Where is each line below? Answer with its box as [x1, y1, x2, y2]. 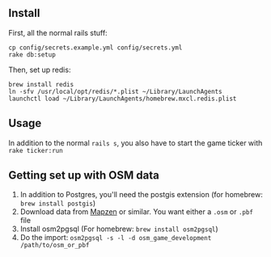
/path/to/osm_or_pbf [19, 242, 90, 250]
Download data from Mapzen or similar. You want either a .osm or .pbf [19, 207, 253, 217]
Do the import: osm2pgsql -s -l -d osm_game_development [19, 233, 212, 242]
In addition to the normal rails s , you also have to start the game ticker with [8, 137, 263, 148]
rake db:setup [8, 50, 57, 59]
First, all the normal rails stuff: [8, 27, 108, 37]
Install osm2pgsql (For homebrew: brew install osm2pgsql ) [19, 224, 218, 234]
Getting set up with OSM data [8, 169, 159, 183]
